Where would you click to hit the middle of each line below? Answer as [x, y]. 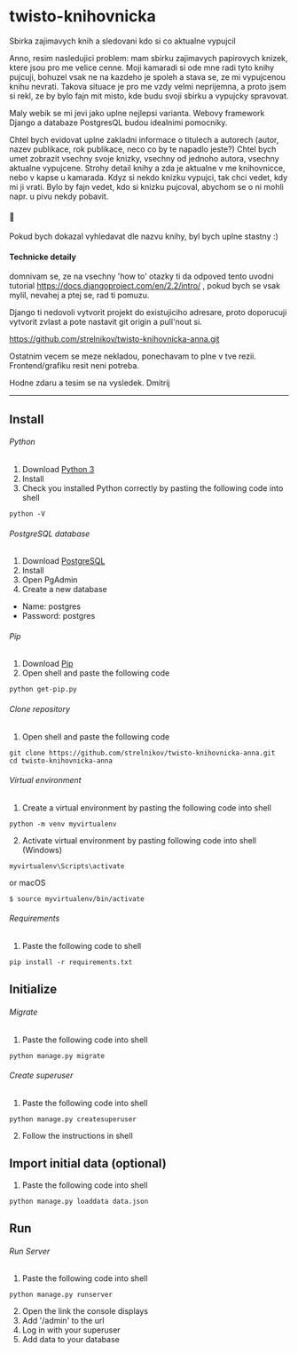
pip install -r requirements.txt [71, 962]
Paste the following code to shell [82, 946]
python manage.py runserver [61, 1295]
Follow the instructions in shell [77, 1135]
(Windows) [42, 850]
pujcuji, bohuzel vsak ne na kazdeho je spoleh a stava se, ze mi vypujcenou [147, 76]
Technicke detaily [43, 257]
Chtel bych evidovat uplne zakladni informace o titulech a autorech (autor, [144, 139]
